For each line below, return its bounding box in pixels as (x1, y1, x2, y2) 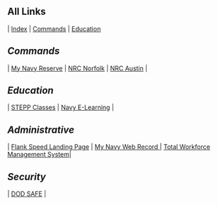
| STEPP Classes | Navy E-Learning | (7, 103, 115, 112)
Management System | (7, 150, 72, 159)
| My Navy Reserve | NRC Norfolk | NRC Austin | (7, 64, 148, 72)
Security (7, 170, 46, 183)
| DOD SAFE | (7, 189, 47, 198)
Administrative (7, 123, 74, 135)
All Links (7, 6, 46, 18)
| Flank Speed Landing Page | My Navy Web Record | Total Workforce (7, 143, 211, 151)
